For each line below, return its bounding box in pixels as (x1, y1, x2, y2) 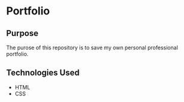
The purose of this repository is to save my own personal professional (6, 44, 178, 51)
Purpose (6, 28, 39, 38)
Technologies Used (6, 68, 79, 78)
